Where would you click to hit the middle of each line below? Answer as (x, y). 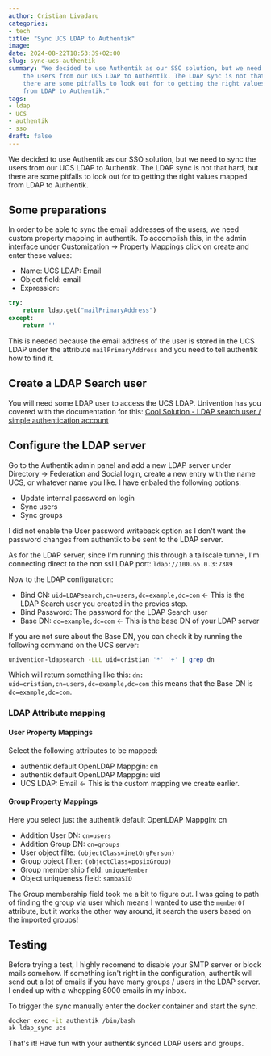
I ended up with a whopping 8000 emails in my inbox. (98, 990)
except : (21, 318)
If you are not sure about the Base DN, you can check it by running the (125, 636)
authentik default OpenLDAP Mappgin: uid (90, 774)
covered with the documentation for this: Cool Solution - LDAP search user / (135, 411)
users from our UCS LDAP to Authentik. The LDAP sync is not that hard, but (133, 167)
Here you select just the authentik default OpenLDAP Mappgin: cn (118, 819)
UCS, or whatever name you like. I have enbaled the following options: (125, 482)
